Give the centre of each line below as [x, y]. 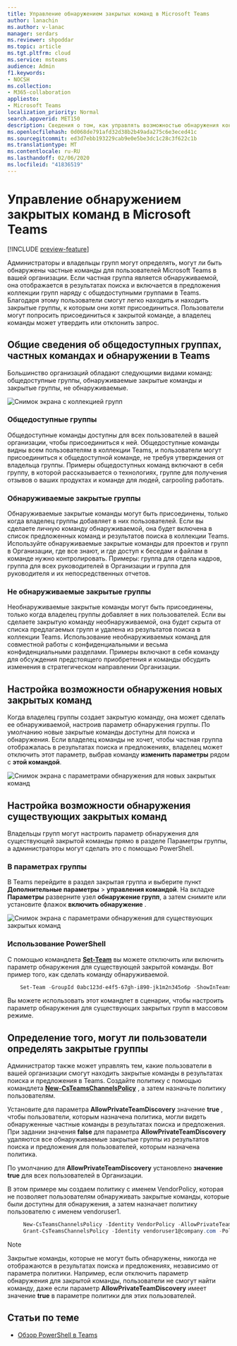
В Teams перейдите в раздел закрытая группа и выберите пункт [104, 882]
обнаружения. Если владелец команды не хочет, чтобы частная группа [115, 740]
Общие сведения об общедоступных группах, [115, 345]
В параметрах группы [47, 867]
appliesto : [23, 99]
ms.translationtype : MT [42, 145]
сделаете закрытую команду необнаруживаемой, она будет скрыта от [114, 622]
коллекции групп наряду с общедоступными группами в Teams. [104, 293]
